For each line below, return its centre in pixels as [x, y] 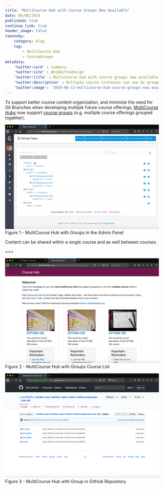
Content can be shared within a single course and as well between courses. [81, 242]
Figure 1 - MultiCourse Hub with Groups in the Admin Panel [64, 233]
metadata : [15, 62]
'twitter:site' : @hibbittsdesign [49, 72]
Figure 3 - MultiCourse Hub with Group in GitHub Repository [66, 482]
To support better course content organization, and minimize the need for [79, 102]
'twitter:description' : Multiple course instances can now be [80, 83]
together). [15, 118]
